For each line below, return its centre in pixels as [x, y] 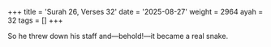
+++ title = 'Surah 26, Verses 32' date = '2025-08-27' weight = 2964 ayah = [135, 12]
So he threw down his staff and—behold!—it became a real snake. [118, 36]
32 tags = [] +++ [35, 20]
